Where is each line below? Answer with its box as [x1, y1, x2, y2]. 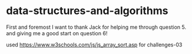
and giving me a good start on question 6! [6, 29, 108, 36]
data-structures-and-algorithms [6, 4, 169, 18]
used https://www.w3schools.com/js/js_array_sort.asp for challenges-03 [6, 41, 183, 48]
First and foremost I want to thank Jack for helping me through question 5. [6, 23, 187, 31]
